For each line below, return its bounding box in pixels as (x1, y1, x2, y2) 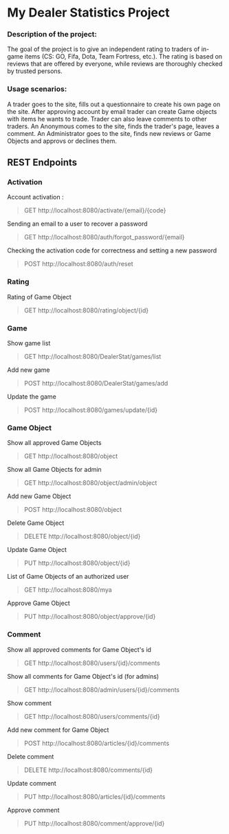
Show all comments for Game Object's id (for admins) (7, 672, 160, 680)
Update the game (7, 393, 56, 401)
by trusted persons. (7, 67, 63, 75)
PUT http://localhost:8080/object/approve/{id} (23, 613, 156, 621)
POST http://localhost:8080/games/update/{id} (23, 406, 158, 415)
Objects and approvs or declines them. (7, 137, 117, 145)
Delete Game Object (7, 519, 65, 527)
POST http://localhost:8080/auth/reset (23, 260, 133, 268)
